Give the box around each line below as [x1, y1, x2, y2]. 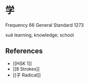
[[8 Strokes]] [12, 66, 40, 72]
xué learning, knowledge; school [5, 32, 74, 38]
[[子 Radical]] [12, 72, 41, 78]
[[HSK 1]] [12, 60, 32, 67]
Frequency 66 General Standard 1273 [5, 22, 84, 28]
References [5, 47, 43, 55]
